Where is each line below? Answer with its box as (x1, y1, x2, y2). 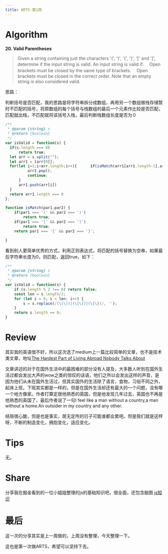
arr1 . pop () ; (27, 168, 52, 173)
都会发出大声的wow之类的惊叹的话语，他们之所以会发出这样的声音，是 (13, 372, 159, 378)
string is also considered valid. (17, 78, 80, 84)
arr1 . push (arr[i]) (18, 182, 57, 187)
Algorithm (5, 29, 48, 40)
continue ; (27, 173, 48, 178)
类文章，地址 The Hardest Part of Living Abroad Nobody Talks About (5, 355, 145, 361)
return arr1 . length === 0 (9, 191, 64, 197)
